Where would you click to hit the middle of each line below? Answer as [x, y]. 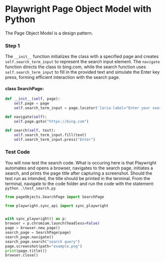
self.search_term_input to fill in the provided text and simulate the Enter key [82, 72]
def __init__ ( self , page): [33, 99]
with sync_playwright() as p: [36, 219]
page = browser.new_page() [33, 228]
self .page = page [32, 104]
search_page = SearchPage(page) [38, 233]
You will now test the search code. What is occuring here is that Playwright [81, 162]
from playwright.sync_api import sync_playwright [57, 206]
